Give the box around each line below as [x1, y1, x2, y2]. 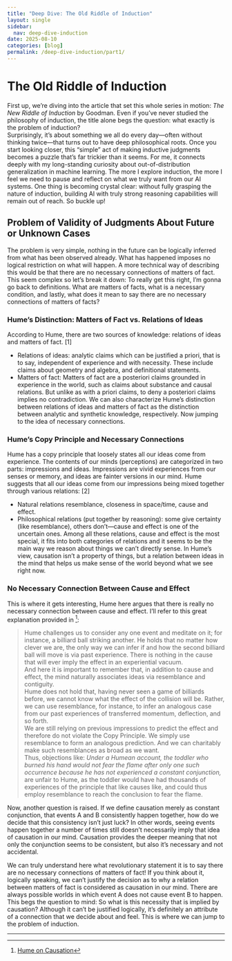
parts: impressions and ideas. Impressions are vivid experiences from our [7, 465, 216, 474]
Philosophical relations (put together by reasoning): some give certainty [17, 515, 222, 523]
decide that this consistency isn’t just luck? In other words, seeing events [7, 819, 215, 827]
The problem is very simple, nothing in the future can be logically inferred [7, 246, 216, 254]
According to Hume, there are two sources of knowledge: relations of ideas [7, 330, 222, 339]
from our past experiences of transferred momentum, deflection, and [23, 709, 221, 718]
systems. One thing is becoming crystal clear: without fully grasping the [7, 182, 212, 190]
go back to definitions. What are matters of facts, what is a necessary [7, 283, 205, 291]
